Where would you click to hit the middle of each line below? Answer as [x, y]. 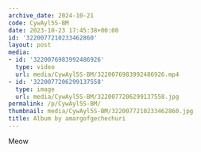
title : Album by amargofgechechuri [67, 119]
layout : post [30, 45]
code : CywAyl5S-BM [39, 23]
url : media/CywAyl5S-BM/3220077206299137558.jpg [97, 97]
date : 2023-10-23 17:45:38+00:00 [64, 30]
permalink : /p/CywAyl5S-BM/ [55, 104]
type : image [35, 89]
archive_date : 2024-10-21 [51, 15]
